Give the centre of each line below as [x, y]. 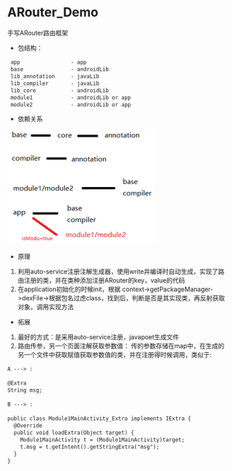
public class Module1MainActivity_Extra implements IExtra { [99, 419]
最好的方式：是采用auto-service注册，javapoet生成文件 [98, 336]
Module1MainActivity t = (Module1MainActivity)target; [103, 440]
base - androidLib [60, 69]
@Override [28, 426]
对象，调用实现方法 [46, 307]
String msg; [25, 390]
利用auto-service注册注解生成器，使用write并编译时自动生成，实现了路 [121, 271]
